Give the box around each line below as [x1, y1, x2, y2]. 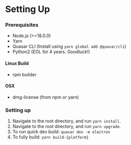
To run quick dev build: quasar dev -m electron [12, 129, 110, 135]
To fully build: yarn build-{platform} [12, 134, 89, 140]
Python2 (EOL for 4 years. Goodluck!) [12, 49, 90, 55]
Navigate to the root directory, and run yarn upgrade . [12, 123, 121, 129]
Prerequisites [5, 22, 38, 29]
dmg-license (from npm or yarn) [12, 94, 79, 100]
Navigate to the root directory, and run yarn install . [12, 118, 121, 124]
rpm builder [12, 71, 36, 77]
